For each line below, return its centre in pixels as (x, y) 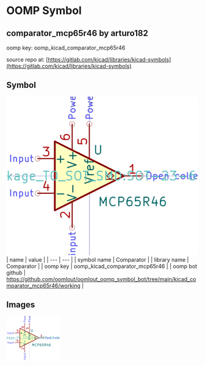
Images (21, 305)
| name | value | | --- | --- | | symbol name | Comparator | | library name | (98, 259)
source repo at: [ (27, 59)
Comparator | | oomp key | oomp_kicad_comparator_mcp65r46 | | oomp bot (102, 266)
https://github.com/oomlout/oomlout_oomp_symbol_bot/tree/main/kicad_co (101, 279)
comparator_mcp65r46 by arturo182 (77, 33)
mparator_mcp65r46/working (43, 285)
